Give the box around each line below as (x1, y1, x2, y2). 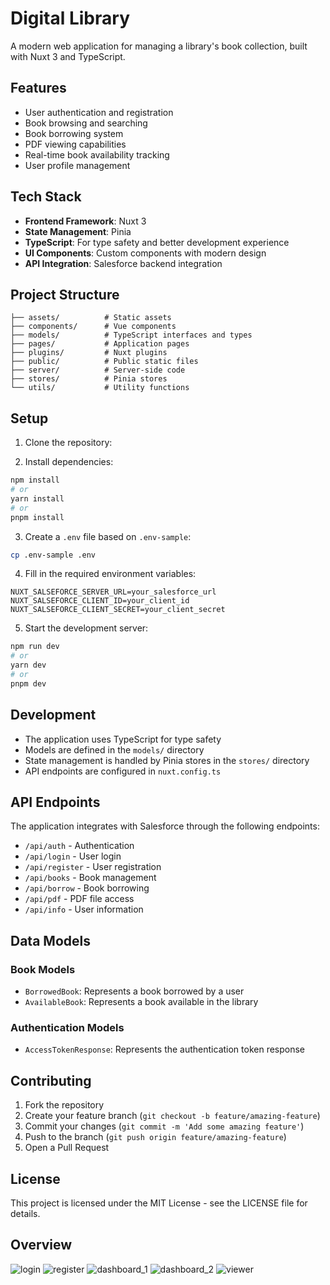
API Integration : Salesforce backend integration (24, 257, 223, 269)
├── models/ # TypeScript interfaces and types (10, 330, 253, 341)
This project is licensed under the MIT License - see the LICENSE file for (10, 1197, 308, 1209)
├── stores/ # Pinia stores (10, 374, 168, 384)
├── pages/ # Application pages (10, 339, 190, 349)
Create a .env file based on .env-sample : (24, 530, 192, 542)
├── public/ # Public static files (10, 357, 199, 367)
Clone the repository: (24, 437, 113, 449)
